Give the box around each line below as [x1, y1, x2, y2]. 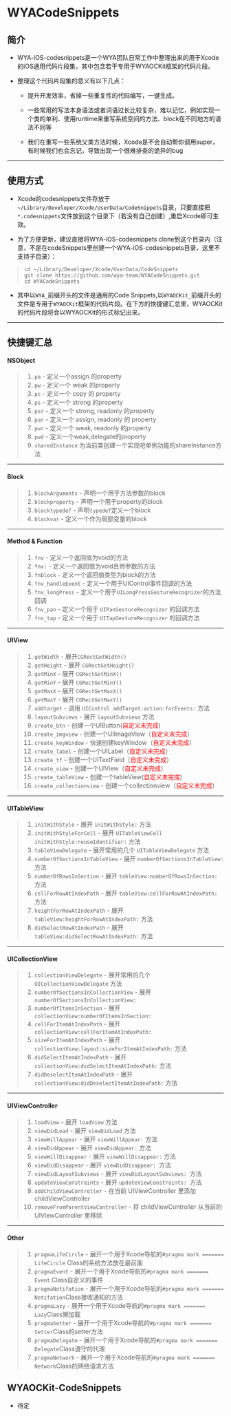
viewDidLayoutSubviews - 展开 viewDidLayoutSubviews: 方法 [34, 1169, 202, 1178]
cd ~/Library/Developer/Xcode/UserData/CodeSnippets [23, 266, 179, 273]
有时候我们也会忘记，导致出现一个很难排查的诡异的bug [27, 147, 184, 154]
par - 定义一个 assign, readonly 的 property [34, 415, 157, 424]
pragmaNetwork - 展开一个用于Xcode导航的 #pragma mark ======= [34, 1353, 215, 1361]
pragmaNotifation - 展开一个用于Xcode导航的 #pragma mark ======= [34, 1284, 224, 1292]
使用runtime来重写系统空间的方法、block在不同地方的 [63, 115, 215, 123]
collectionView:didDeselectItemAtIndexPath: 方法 [34, 1079, 178, 1087]
